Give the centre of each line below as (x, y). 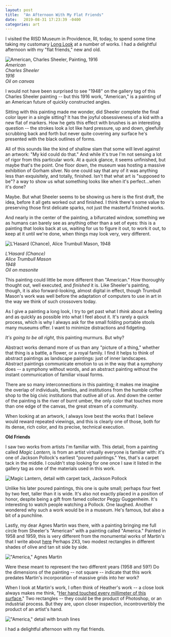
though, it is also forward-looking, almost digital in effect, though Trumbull (83, 291)
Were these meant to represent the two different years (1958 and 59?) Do (82, 567)
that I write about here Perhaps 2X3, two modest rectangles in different (80, 541)
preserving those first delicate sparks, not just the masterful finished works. (85, 208)
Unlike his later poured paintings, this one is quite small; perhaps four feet (83, 488)
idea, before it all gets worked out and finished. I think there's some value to (85, 202)
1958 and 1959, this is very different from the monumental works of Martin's (85, 536)
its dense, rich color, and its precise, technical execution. (65, 427)
